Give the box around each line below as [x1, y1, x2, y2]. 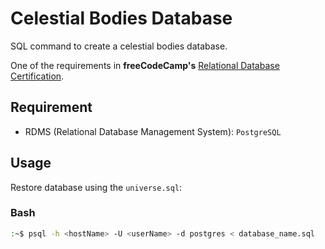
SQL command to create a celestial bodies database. [10, 40, 228, 52]
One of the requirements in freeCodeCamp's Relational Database [10, 59, 280, 71]
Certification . [10, 70, 65, 82]
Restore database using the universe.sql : [10, 181, 183, 193]
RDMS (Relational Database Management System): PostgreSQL [24, 125, 282, 137]
